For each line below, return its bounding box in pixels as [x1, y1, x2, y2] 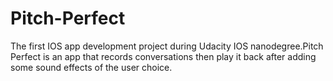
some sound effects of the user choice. [10, 61, 173, 73]
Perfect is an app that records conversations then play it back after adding [10, 50, 317, 62]
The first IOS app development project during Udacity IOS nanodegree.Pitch [10, 40, 324, 52]
